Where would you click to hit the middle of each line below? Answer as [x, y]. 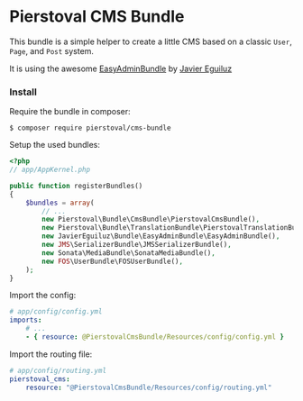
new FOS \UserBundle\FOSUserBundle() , [112, 261]
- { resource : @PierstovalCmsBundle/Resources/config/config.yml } [155, 337]
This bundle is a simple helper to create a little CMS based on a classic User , [151, 41]
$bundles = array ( [60, 203]
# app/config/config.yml [56, 312]
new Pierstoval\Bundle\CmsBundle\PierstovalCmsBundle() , [151, 219]
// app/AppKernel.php [50, 170]
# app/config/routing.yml [58, 370]
